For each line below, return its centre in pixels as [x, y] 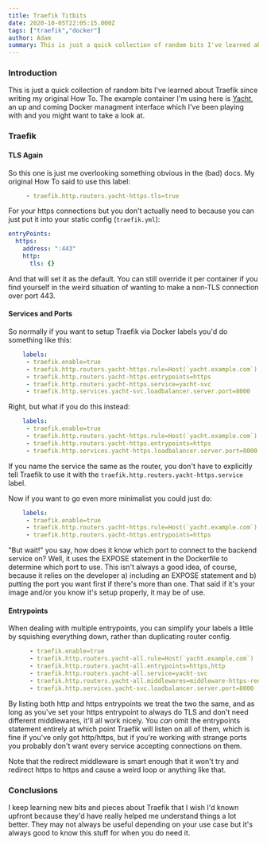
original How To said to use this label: [70, 181]
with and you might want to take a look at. [77, 115]
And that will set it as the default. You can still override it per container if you [133, 278]
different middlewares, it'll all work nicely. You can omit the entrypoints [124, 720]
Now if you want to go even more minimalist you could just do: [110, 498]
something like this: [40, 340]
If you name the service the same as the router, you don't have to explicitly [130, 466]
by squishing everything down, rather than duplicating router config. [120, 637]
